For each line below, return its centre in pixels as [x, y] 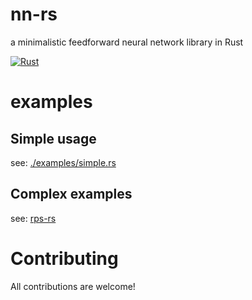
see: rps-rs [33, 218]
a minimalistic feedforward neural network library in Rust [127, 42]
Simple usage [53, 138]
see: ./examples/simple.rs [63, 162]
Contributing [64, 258]
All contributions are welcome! [73, 286]
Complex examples [71, 194]
